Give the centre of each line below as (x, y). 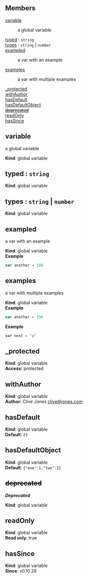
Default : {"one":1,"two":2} (33, 467)
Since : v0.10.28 (21, 571)
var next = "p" (21, 336)
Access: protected (24, 368)
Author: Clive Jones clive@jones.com (44, 402)
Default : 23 (17, 434)
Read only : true (21, 538)
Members (20, 8)
